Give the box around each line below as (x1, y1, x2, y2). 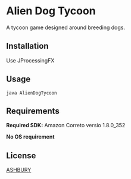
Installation (6, 41, 49, 51)
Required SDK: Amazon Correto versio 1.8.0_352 (6, 122, 126, 129)
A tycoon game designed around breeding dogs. (6, 24, 125, 31)
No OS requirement (6, 133, 55, 140)
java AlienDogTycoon (6, 90, 58, 96)
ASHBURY (6, 167, 32, 174)
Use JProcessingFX (6, 56, 55, 64)
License (6, 150, 36, 161)
